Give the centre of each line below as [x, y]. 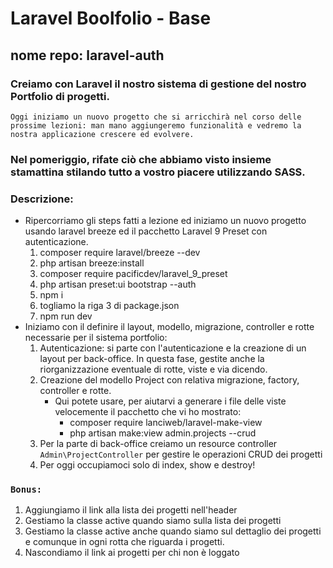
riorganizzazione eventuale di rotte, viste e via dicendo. [153, 369]
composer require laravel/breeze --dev [120, 253]
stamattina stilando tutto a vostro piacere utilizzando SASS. [158, 172]
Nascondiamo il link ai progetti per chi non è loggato [132, 553]
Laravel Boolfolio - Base [111, 18]
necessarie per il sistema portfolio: [96, 338]
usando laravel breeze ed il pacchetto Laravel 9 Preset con [146, 231]
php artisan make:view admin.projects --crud [163, 433]
